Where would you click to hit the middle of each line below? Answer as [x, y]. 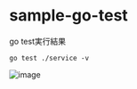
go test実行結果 [38, 41]
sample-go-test [69, 16]
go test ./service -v [49, 58]
